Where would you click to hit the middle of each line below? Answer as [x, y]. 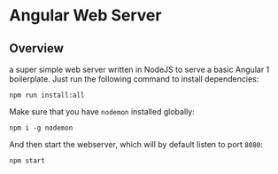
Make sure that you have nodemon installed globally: [102, 111]
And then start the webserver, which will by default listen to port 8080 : [136, 144]
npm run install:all [47, 95]
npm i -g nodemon [41, 128]
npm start [27, 161]
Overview [37, 48]
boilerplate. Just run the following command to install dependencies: [134, 79]
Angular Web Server [85, 16]
